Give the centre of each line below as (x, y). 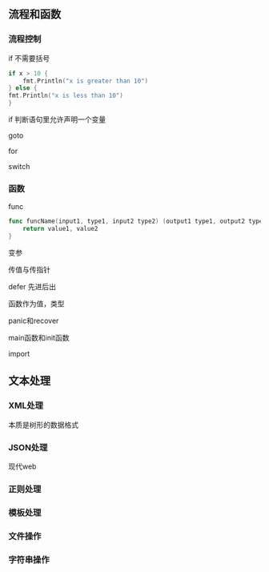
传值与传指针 (29, 269)
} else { (23, 88)
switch (19, 167)
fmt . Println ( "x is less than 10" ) (66, 96)
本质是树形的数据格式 (43, 425)
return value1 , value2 (60, 229)
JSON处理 (28, 447)
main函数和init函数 (39, 337)
